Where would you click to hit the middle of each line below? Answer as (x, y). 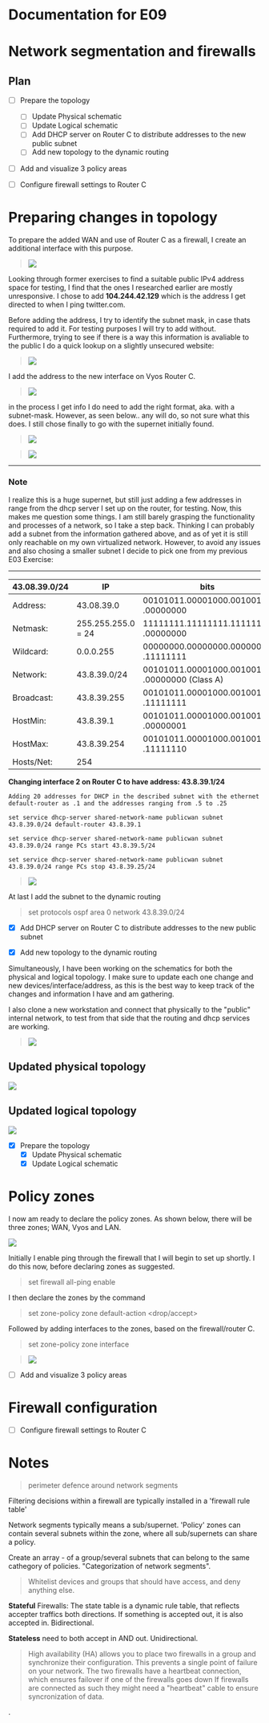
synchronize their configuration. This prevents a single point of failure (143, 1662)
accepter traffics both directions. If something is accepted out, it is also (126, 1614)
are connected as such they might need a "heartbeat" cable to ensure (143, 1688)
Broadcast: (33, 698)
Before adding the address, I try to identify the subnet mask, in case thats (129, 320)
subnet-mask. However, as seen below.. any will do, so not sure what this (129, 415)
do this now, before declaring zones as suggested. (92, 1266)
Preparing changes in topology (113, 217)
